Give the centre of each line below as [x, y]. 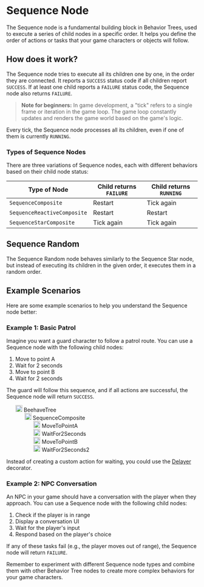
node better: [22, 312]
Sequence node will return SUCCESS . [50, 396]
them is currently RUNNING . [39, 136]
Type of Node [48, 190]
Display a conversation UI [47, 521]
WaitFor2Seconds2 [66, 449]
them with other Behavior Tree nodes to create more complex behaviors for [100, 571]
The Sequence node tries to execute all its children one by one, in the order [100, 74]
